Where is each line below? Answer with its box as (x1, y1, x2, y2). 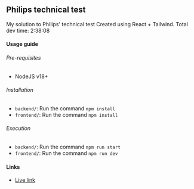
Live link (14, 176, 36, 184)
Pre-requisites (6, 54, 41, 61)
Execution (6, 125, 31, 132)
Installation (6, 86, 34, 94)
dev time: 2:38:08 (6, 27, 50, 34)
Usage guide (6, 41, 39, 48)
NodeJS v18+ (14, 73, 48, 80)
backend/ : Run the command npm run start (14, 143, 121, 151)
